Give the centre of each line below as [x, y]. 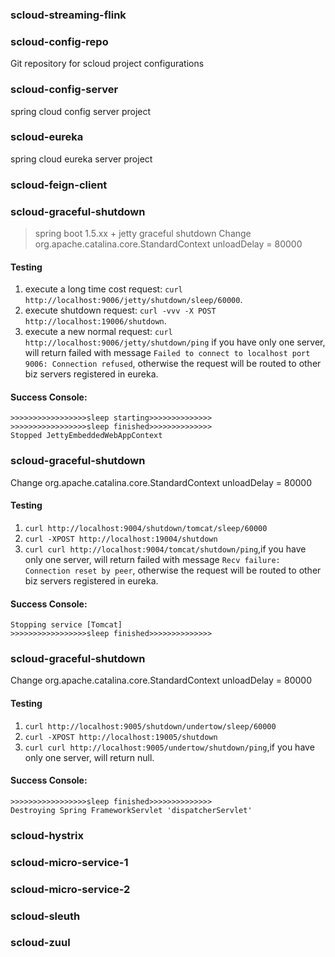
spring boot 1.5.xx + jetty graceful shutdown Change [143, 234]
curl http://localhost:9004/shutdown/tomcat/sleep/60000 [146, 528]
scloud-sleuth [45, 916]
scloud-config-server [64, 90]
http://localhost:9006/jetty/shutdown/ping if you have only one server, [175, 342]
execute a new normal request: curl [98, 332]
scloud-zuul [40, 943]
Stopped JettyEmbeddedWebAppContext [86, 436]
